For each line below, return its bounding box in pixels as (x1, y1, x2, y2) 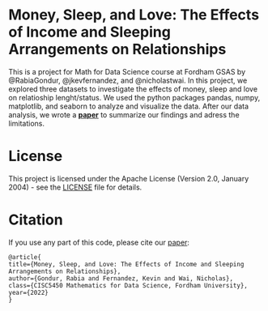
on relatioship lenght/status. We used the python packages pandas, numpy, (8, 92, 261, 102)
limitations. (8, 118, 45, 128)
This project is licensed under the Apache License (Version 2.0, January (8, 173, 249, 183)
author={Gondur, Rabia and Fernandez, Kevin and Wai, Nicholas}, (8, 274, 233, 283)
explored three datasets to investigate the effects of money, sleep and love (8, 83, 257, 94)
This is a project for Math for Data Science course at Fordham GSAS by (8, 66, 246, 76)
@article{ (8, 253, 42, 261)
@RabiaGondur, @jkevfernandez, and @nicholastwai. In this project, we (8, 75, 248, 85)
